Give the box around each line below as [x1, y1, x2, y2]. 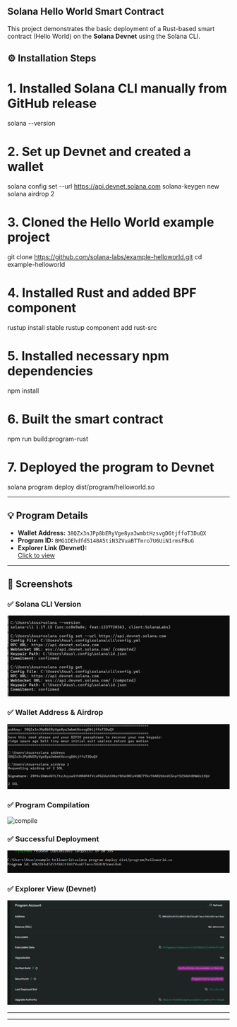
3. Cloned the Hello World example [7, 215, 214, 230]
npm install [7, 386, 39, 395]
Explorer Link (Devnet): [17, 543, 87, 552]
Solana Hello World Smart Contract [7, 6, 164, 18]
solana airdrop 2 [7, 190, 55, 198]
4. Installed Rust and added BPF [7, 285, 197, 301]
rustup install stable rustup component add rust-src [7, 323, 157, 331]
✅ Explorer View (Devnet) [7, 884, 97, 894]
